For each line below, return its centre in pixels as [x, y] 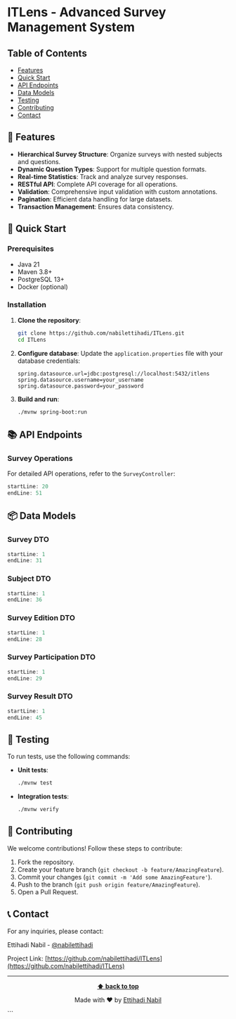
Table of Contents [47, 53]
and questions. [39, 161]
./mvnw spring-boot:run [52, 412]
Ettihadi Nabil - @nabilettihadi [50, 944]
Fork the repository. [46, 862]
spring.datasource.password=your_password [80, 386]
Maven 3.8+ [35, 271]
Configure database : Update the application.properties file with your [120, 353]
